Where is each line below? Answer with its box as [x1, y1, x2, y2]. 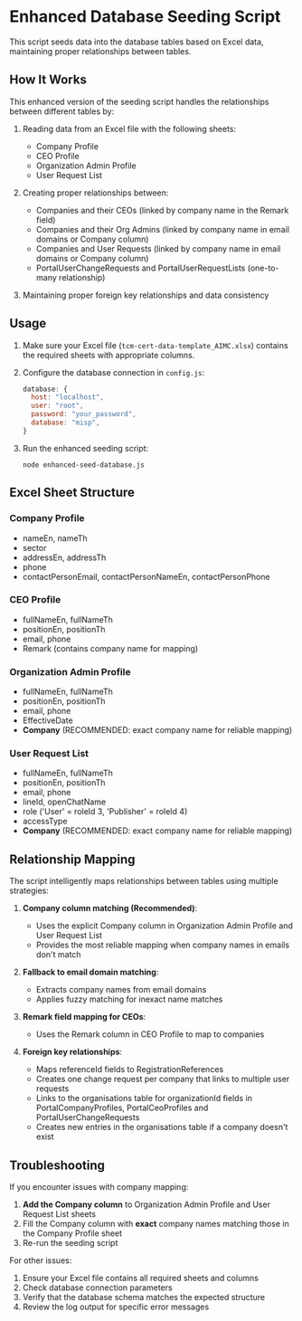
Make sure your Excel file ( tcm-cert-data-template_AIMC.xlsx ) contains [22, 339, 288, 350]
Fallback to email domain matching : [22, 966, 159, 978]
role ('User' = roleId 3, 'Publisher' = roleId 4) [22, 806, 188, 817]
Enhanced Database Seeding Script [9, 6, 281, 27]
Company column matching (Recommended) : [22, 903, 198, 914]
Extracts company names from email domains [35, 984, 207, 995]
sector [22, 542, 47, 553]
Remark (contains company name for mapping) [22, 642, 199, 653]
